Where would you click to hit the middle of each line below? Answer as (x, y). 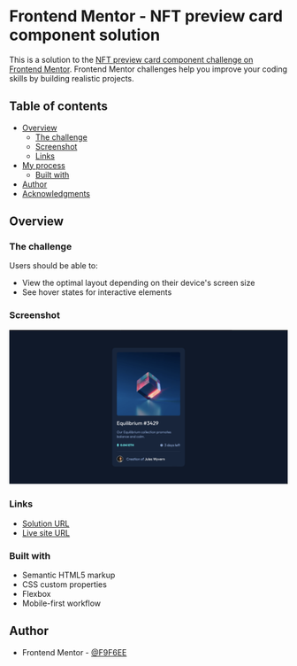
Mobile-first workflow (61, 603)
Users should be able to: (54, 266)
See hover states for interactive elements (97, 292)
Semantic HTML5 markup (69, 575)
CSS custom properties (65, 584)
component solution (85, 35)
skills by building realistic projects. (72, 78)
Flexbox (36, 593)
